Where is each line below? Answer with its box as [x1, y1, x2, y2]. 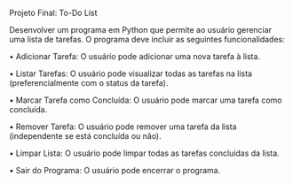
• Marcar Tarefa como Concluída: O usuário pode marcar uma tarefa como [9, 95, 282, 105]
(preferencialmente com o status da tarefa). [9, 78, 169, 88]
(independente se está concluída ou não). [9, 131, 162, 141]
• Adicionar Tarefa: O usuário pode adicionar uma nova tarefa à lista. [9, 51, 260, 61]
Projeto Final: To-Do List [9, 8, 98, 18]
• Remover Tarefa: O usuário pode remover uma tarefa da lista [9, 121, 237, 132]
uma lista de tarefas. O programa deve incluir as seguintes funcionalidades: [9, 34, 286, 44]
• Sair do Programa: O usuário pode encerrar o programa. [9, 165, 221, 175]
